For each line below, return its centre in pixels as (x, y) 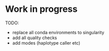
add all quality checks (34, 38)
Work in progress (41, 9)
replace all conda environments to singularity (58, 32)
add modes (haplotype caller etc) (46, 43)
